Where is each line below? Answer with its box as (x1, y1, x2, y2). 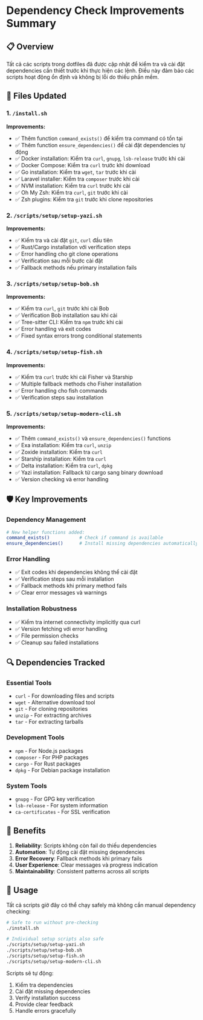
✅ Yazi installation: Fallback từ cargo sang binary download (14, 468, 163, 476)
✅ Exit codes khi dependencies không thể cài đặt (14, 568, 138, 576)
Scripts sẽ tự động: (6, 969, 54, 976)
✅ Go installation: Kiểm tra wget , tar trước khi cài (14, 168, 137, 176)
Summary (6, 16, 56, 30)
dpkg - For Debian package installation (14, 766, 111, 773)
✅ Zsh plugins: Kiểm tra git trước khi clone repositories (14, 195, 153, 203)
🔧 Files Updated (6, 91, 66, 101)
